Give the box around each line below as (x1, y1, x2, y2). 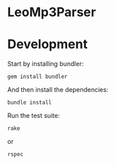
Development (7, 37, 88, 53)
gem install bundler (7, 73, 68, 81)
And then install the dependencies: (7, 86, 109, 94)
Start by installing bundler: (7, 60, 84, 68)
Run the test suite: (7, 112, 60, 120)
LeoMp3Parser (7, 4, 97, 20)
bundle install (7, 99, 52, 106)
